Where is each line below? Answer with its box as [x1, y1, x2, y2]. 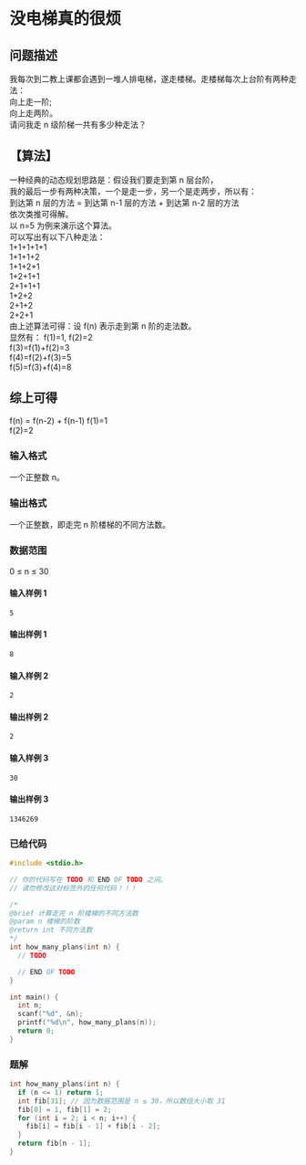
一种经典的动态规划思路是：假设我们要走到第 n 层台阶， [9, 174, 219, 185]
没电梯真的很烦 [9, 8, 122, 29]
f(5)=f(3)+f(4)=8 [9, 362, 72, 373]
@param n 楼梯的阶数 [9, 917, 80, 927]
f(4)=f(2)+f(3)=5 [9, 352, 72, 362]
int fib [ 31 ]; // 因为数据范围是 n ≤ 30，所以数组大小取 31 [17, 1097, 226, 1106]
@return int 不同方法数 [9, 926, 93, 935]
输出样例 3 [9, 793, 49, 804]
